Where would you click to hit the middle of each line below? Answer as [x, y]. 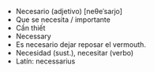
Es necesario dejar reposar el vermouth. [81, 45]
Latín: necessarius [45, 61]
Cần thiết [30, 28]
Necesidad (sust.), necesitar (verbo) [75, 53]
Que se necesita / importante [63, 20]
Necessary [33, 36]
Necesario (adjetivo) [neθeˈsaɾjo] [69, 11]
